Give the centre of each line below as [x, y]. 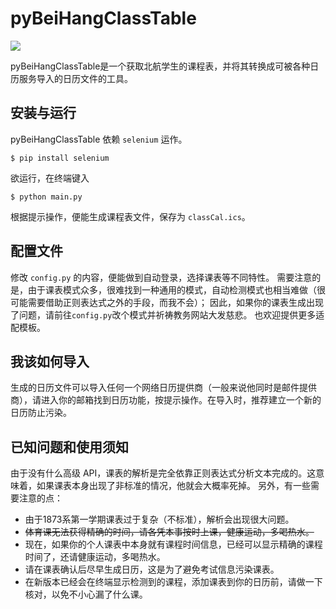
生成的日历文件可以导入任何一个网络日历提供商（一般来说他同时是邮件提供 [163, 388]
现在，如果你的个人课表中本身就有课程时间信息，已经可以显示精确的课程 [173, 544]
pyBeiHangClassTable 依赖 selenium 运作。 [99, 139]
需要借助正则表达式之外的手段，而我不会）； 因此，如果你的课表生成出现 [175, 302]
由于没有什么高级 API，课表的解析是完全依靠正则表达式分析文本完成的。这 [163, 473]
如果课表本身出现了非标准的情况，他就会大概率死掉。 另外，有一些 [173, 486]
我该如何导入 [50, 361]
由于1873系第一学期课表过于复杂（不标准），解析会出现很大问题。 [159, 519]
